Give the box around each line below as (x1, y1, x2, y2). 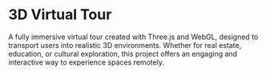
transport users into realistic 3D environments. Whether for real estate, (8, 40, 242, 49)
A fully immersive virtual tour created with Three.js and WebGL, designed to (8, 32, 259, 41)
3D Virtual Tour (8, 6, 112, 24)
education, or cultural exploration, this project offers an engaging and (8, 49, 238, 58)
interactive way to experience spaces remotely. (8, 57, 164, 67)
